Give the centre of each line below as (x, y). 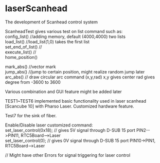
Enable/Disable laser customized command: (49, 125)
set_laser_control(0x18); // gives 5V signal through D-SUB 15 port (70, 130)
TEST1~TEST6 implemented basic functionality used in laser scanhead (76, 101)
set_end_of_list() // (24, 47)
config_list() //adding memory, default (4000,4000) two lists (65, 36)
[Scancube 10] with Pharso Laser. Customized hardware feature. (70, 106)
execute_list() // (21, 52)
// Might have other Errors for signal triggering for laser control (68, 155)
